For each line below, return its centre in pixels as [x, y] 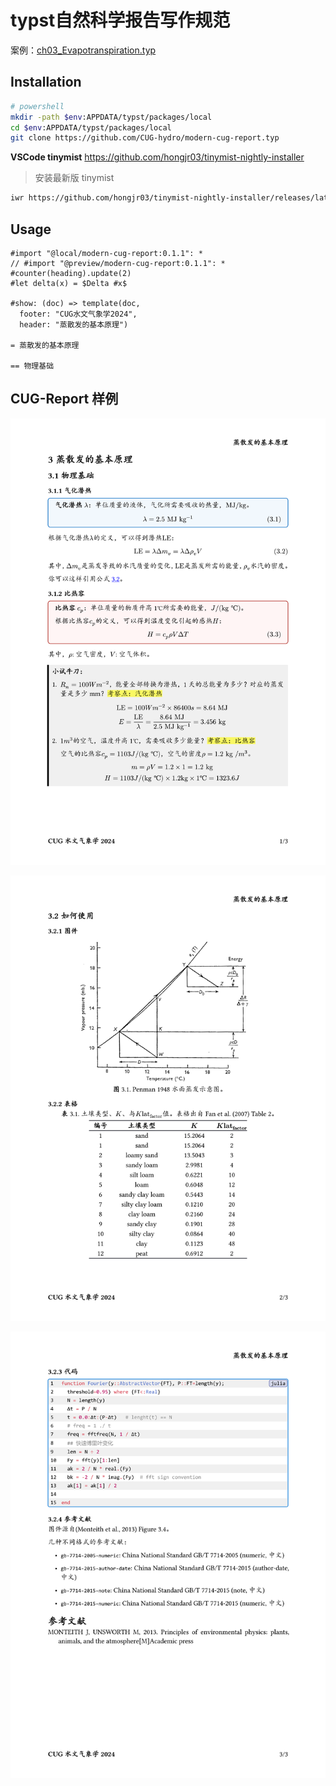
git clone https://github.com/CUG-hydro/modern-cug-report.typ [145, 138]
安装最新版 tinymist [74, 178]
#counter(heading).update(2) [71, 273]
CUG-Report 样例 [64, 399]
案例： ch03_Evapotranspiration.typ [83, 50]
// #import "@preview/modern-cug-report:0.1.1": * [118, 263]
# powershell [37, 106]
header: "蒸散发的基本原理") [74, 324]
